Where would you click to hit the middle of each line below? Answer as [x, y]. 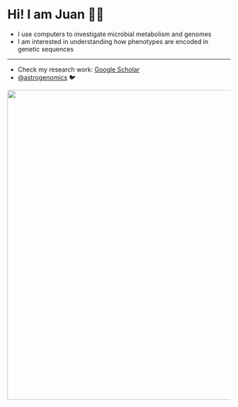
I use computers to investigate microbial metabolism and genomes [114, 34]
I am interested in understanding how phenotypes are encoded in [113, 41]
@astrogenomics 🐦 [47, 77]
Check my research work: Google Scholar [79, 69]
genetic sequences [46, 49]
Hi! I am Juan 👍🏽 [56, 15]
